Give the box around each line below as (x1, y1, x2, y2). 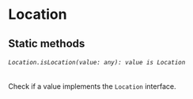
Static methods (8, 37, 85, 50)
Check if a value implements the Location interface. (8, 81, 176, 91)
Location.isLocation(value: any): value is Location (8, 59, 186, 67)
